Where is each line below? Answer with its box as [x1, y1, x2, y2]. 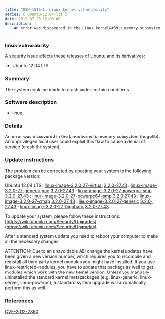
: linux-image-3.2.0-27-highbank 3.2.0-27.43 [17, 203, 109, 209]
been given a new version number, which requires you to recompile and [5, 253, 151, 259]
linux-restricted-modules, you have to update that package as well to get [5, 264, 153, 270]
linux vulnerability [5, 42, 49, 49]
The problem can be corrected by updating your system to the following [5, 168, 152, 174]
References [5, 297, 34, 304]
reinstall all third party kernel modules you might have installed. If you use [5, 258, 155, 265]
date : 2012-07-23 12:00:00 [5, 16, 61, 21]
